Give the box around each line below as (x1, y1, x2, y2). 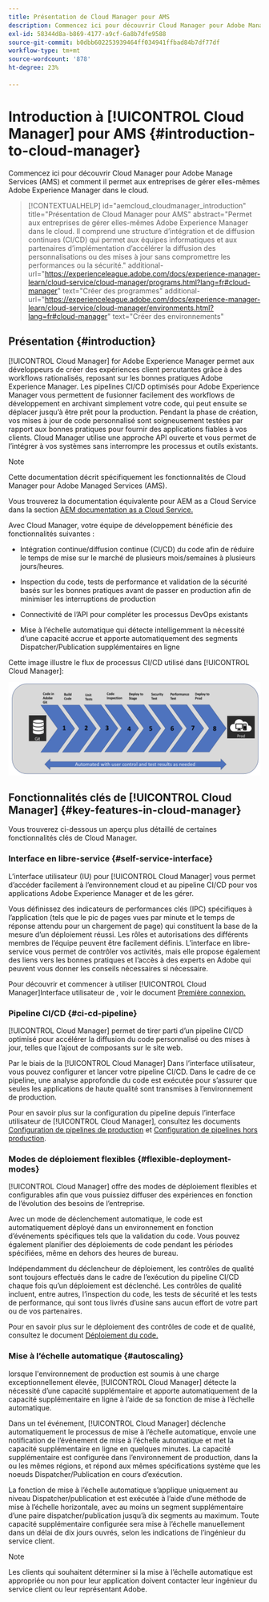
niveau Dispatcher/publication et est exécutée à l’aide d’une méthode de (8, 1493, 247, 1503)
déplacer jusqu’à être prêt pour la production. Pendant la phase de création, (8, 407, 259, 417)
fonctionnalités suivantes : (8, 529, 94, 539)
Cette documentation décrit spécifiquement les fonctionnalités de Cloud (8, 472, 247, 482)
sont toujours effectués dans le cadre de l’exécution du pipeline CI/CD (8, 1273, 239, 1282)
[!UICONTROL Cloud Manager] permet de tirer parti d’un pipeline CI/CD (8, 1026, 244, 1035)
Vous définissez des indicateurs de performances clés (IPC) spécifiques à (8, 904, 253, 914)
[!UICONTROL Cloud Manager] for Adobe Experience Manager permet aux (8, 356, 255, 365)
